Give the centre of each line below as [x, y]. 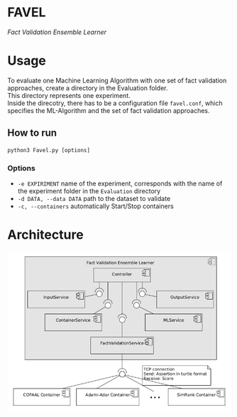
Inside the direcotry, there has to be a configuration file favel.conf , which [115, 103]
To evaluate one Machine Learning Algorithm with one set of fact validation [117, 80]
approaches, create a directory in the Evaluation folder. [88, 88]
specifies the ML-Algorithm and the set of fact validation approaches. [109, 110]
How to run [32, 133]
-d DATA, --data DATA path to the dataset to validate [94, 198]
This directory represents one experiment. [69, 95]
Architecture [45, 235]
